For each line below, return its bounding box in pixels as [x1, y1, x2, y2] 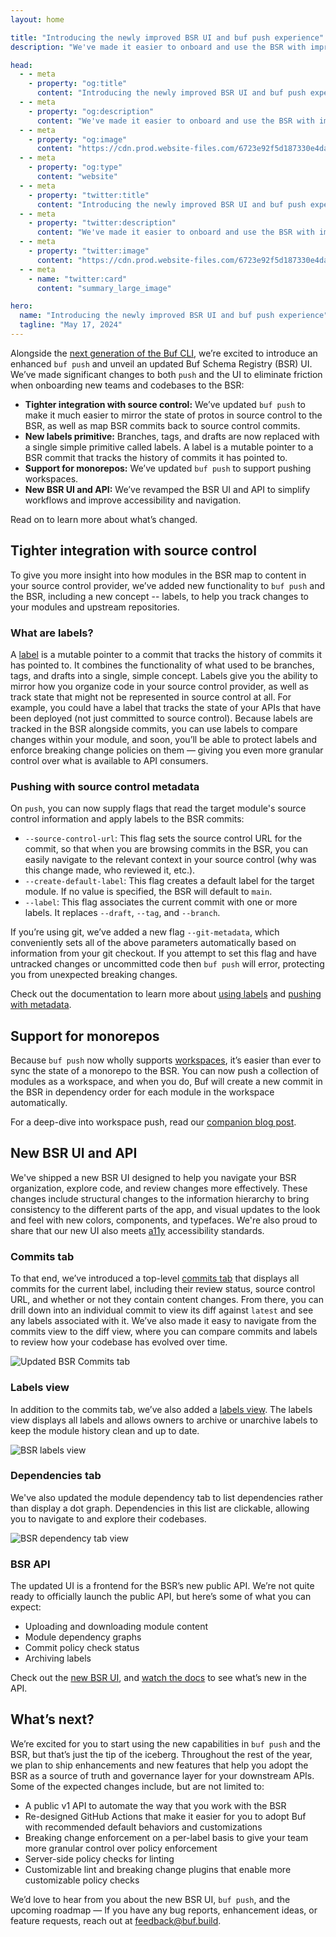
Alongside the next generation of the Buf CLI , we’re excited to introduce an [10, 347, 318, 359]
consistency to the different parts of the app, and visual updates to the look [10, 1203, 321, 1215]
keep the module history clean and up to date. [10, 1424, 200, 1436]
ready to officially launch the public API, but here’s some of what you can [10, 1591, 312, 1603]
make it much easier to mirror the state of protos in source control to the [24, 409, 323, 421]
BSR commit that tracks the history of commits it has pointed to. [24, 451, 288, 463]
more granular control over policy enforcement [24, 1842, 218, 1854]
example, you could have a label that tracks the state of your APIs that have [10, 701, 322, 713]
